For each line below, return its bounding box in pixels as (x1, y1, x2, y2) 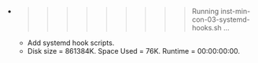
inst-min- (219, 7, 251, 16)
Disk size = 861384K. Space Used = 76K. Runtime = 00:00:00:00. (27, 47, 241, 55)
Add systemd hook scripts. (27, 38, 115, 47)
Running (191, 7, 219, 16)
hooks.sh (191, 23, 222, 32)
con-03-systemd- (191, 15, 250, 24)
